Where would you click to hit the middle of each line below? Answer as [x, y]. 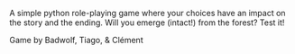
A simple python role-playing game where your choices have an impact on [147, 13]
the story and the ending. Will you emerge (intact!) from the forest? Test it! [147, 22]
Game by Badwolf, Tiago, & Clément [76, 40]
